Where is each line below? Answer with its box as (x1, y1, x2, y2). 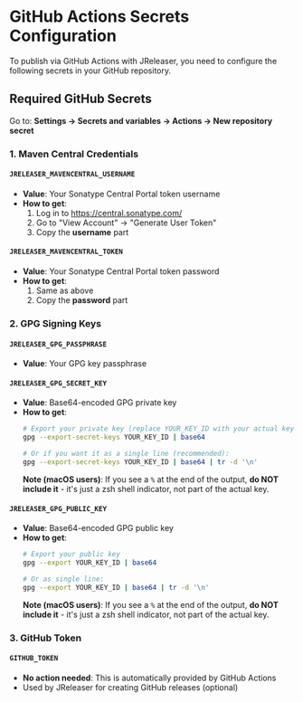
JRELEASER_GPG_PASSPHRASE (9, 339, 107, 349)
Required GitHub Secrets (9, 91, 152, 107)
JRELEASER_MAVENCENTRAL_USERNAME (9, 170, 136, 179)
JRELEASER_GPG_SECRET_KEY (9, 378, 107, 388)
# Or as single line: (22, 574, 104, 583)
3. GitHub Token (9, 631, 82, 644)
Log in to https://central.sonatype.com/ (35, 207, 183, 218)
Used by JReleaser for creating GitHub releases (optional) (22, 681, 239, 693)
